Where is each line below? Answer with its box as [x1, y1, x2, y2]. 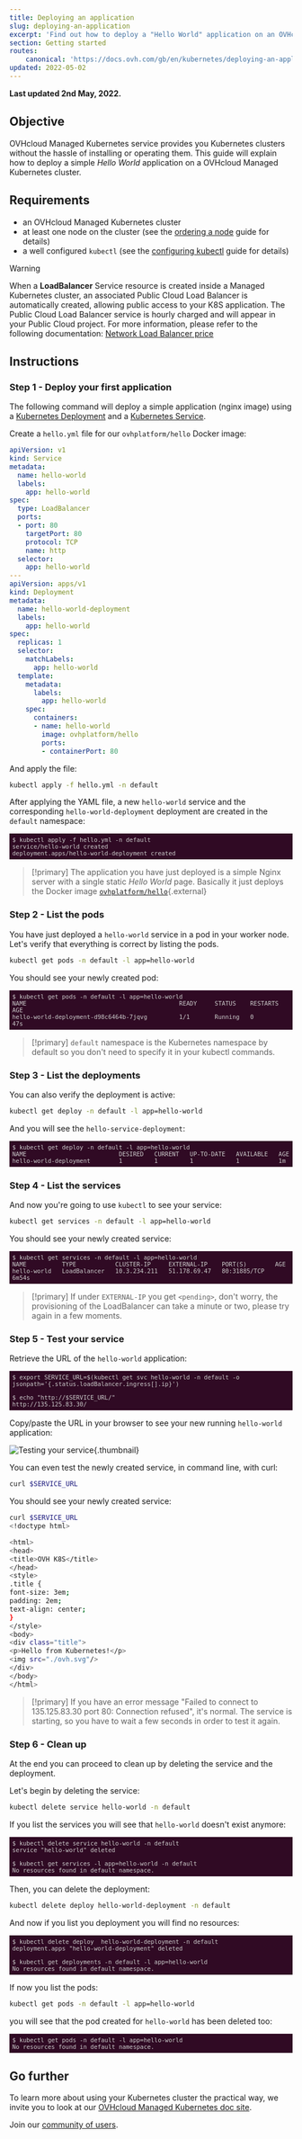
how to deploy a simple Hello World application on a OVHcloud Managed [9, 157, 279, 167]
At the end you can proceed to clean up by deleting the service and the [9, 1758, 273, 1768]
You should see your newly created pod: [9, 972, 159, 983]
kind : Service [9, 454, 63, 463]
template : [17, 671, 54, 680]
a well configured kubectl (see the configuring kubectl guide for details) [22, 245, 289, 256]
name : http [25, 546, 67, 555]
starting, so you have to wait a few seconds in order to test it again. [31, 1715, 280, 1726]
